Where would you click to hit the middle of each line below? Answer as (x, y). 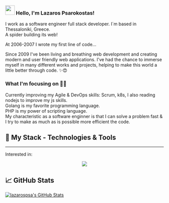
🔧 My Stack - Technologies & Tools (61, 137)
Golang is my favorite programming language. (53, 106)
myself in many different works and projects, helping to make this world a (81, 65)
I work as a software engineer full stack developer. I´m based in (71, 24)
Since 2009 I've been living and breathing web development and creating (81, 54)
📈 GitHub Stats (30, 180)
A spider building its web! (31, 35)
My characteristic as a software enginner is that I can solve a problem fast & (84, 116)
